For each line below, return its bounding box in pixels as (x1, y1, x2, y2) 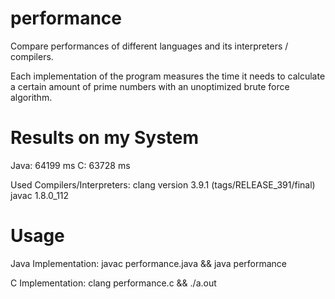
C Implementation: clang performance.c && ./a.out (10, 277, 217, 289)
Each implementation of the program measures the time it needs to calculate (10, 70, 326, 82)
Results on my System (10, 127, 200, 149)
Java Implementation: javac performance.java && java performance (10, 257, 288, 269)
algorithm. (10, 91, 53, 103)
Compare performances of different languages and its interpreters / (10, 40, 289, 52)
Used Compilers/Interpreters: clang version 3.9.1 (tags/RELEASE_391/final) (10, 178, 316, 191)
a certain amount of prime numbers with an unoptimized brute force (10, 80, 290, 92)
